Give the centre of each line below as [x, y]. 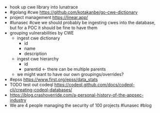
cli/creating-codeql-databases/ [41, 90]
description [35, 54]
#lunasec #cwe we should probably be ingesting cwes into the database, [82, 22]
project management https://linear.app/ [49, 17]
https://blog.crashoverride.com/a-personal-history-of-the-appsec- [77, 95]
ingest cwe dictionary [38, 38]
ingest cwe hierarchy [38, 59]
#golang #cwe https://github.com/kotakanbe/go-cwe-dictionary [74, 12]
